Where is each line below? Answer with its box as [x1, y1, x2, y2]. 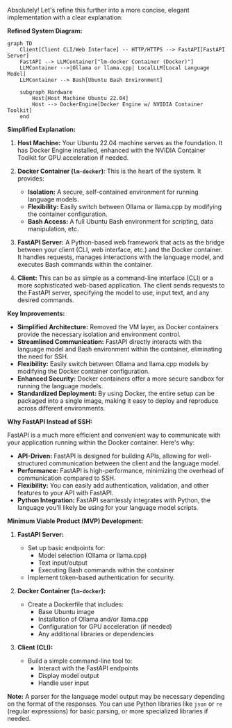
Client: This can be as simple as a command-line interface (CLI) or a [17, 274, 214, 282]
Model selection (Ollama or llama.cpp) [38, 552, 147, 559]
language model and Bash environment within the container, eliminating [17, 345, 222, 353]
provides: [17, 174, 44, 183]
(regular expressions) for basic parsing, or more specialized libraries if [7, 707, 208, 715]
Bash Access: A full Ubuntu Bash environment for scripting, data [27, 217, 214, 225]
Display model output [38, 672, 99, 679]
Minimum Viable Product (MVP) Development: [7, 517, 144, 525]
